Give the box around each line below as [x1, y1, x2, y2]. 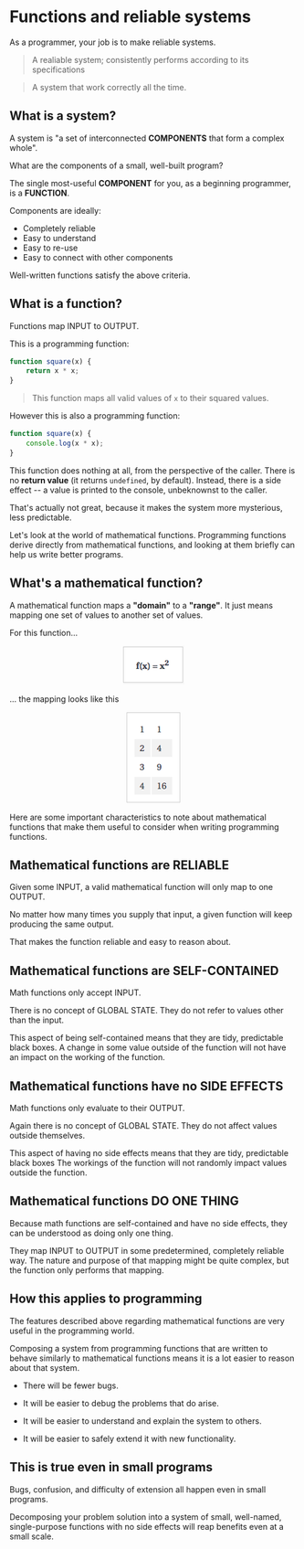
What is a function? [9, 296, 123, 312]
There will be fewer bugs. [22, 1380, 119, 1391]
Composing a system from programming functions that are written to [9, 1342, 268, 1353]
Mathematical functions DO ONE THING [9, 1194, 239, 1209]
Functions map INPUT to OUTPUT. [9, 320, 140, 331]
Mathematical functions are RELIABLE [9, 857, 230, 874]
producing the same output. [9, 918, 114, 929]
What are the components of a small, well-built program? [9, 160, 224, 171]
